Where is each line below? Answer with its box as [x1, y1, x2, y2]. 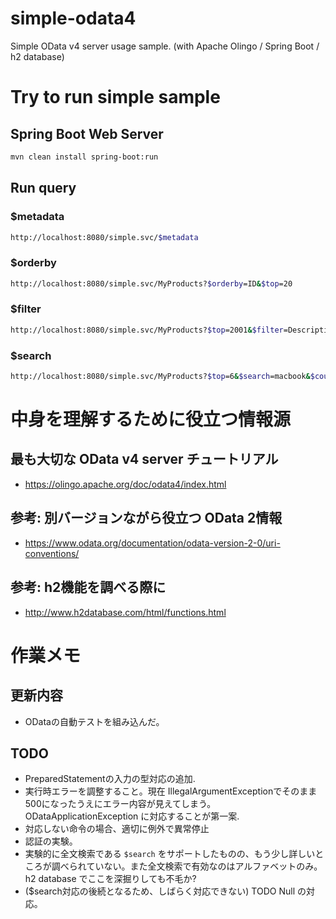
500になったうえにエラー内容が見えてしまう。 [24, 798, 217, 810]
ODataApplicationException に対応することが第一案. [24, 810, 240, 822]
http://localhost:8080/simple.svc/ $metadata [10, 232, 199, 242]
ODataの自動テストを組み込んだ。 [24, 715, 165, 727]
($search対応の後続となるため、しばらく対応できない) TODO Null [24, 885, 296, 897]
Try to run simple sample [10, 86, 221, 109]
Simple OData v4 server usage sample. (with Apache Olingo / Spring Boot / [10, 40, 320, 52]
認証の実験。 [24, 835, 78, 847]
